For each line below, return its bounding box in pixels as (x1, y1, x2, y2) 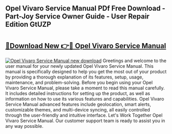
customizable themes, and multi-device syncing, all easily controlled (5, 107, 150, 112)
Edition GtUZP (5, 20, 51, 29)
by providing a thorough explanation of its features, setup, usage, (5, 74, 144, 80)
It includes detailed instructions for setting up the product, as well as (5, 90, 150, 97)
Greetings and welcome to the (102, 58, 167, 64)
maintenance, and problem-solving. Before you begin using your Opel (5, 80, 153, 85)
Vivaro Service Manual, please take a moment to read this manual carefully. (5, 85, 165, 91)
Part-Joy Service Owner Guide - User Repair (5, 12, 150, 21)
